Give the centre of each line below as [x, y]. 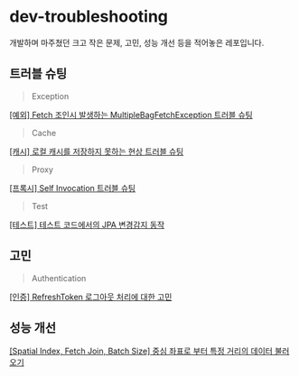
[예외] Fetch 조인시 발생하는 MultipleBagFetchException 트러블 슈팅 [131, 115]
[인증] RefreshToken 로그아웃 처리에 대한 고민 [91, 297]
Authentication [59, 278]
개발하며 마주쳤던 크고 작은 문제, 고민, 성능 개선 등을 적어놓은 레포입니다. [137, 42]
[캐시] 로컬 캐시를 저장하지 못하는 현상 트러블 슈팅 [97, 151]
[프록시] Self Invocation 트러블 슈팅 [73, 188]
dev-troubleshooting [89, 17]
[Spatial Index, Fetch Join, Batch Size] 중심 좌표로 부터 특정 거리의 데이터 [141, 351]
